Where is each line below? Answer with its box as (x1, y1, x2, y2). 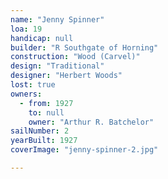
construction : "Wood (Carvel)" (10, 52, 141, 62)
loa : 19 (10, 24, 43, 34)
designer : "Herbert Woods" (10, 71, 123, 81)
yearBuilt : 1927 (10, 136, 78, 146)
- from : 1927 (19, 98, 74, 108)
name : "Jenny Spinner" (10, 14, 105, 25)
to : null (28, 107, 65, 118)
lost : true (10, 80, 56, 90)
